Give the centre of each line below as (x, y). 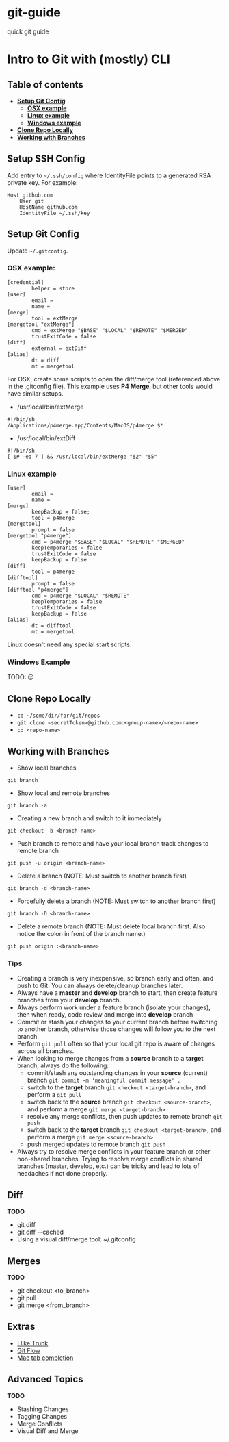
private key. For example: (43, 182)
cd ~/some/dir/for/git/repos (58, 716)
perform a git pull (54, 1095)
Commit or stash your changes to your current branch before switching (117, 1022)
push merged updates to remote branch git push (96, 1144)
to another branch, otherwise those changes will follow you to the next (116, 1029)
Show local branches (46, 768)
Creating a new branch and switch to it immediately (89, 818)
